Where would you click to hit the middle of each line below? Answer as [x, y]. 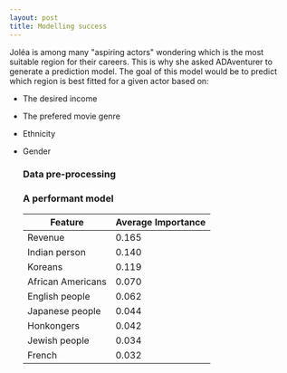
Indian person [56, 252]
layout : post [34, 18]
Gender [37, 151]
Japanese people [64, 311]
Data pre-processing [69, 175]
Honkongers [53, 325]
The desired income [60, 98]
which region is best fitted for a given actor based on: [110, 81]
